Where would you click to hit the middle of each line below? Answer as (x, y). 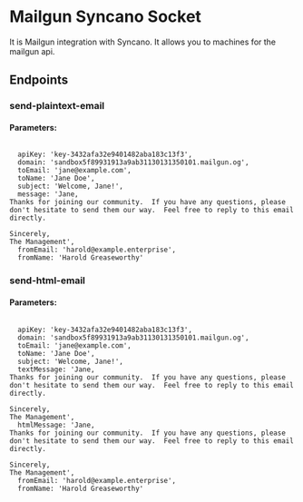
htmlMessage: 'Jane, (56, 425)
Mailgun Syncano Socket (106, 17)
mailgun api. (32, 51)
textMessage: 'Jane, (56, 369)
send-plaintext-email (57, 106)
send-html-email (48, 281)
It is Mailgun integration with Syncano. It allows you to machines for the (143, 42)
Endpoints (39, 80)
